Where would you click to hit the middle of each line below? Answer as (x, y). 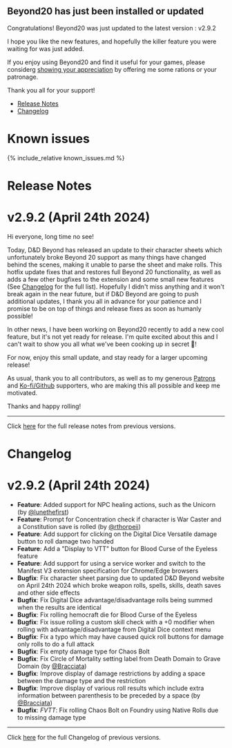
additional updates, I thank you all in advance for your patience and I (105, 301)
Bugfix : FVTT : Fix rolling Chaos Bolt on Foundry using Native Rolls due (118, 710)
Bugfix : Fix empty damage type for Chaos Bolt (83, 651)
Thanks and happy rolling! (44, 406)
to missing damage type (51, 717)
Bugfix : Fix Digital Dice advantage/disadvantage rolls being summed (115, 600)
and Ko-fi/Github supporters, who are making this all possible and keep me (114, 385)
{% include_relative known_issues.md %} (66, 157)
